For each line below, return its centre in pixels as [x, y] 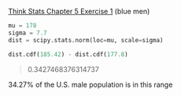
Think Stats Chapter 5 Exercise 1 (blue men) [79, 11]
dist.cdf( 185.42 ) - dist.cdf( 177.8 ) [68, 54]
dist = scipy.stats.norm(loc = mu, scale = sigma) [86, 40]
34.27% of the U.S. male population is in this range [90, 84]
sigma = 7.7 [28, 33]
